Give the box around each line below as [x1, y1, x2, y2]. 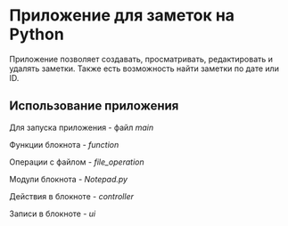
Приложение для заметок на [9, 5, 235, 26]
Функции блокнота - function [9, 139, 119, 149]
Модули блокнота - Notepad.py [9, 174, 128, 184]
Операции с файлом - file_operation [9, 157, 144, 167]
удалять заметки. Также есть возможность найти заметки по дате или [9, 63, 279, 74]
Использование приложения [9, 99, 179, 114]
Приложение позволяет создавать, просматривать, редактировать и [9, 53, 274, 64]
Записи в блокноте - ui [9, 208, 96, 219]
